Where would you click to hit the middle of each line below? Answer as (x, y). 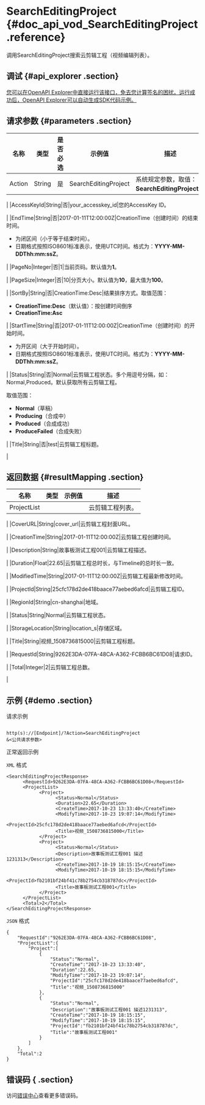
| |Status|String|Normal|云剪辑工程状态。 (58, 615)
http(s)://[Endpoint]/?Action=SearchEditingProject (73, 734)
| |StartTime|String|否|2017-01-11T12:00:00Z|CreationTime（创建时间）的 (98, 325)
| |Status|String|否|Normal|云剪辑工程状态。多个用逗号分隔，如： (88, 374)
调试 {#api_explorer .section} (63, 76)
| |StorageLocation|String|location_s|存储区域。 (66, 628)
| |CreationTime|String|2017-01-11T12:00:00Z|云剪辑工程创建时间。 (90, 537)
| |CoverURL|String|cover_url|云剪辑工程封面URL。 (70, 524)
